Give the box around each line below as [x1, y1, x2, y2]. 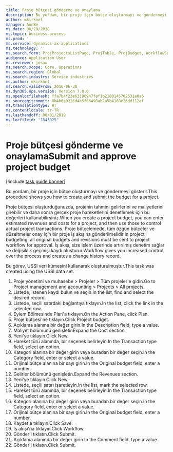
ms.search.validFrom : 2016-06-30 [6, 84, 78, 89]
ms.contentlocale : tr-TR [6, 108, 59, 113]
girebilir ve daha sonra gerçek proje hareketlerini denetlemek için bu [6, 209, 150, 215]
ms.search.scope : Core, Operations [6, 65, 82, 70]
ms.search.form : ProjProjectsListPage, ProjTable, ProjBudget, [6, 50, 144, 55]
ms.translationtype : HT [6, 103, 57, 108]
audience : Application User [6, 55, 66, 61]
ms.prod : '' [6, 36, 31, 42]
